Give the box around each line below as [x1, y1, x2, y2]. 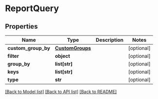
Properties [5, 22, 38, 31]
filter [7, 53, 20, 59]
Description [96, 37, 124, 43]
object [55, 53, 70, 59]
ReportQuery [5, 3, 59, 14]
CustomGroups [55, 45, 91, 51]
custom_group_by [7, 45, 50, 51]
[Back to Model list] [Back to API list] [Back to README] [5, 89, 117, 95]
